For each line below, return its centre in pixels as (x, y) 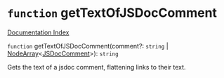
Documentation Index (38, 32)
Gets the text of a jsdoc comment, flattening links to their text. (97, 67)
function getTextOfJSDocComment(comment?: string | (88, 46)
